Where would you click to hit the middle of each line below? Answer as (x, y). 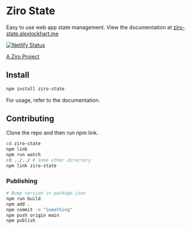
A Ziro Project (23, 56)
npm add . (18, 204)
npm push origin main (33, 215)
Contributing (30, 119)
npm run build (24, 199)
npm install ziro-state (35, 89)
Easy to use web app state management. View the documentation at (89, 27)
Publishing (22, 180)
